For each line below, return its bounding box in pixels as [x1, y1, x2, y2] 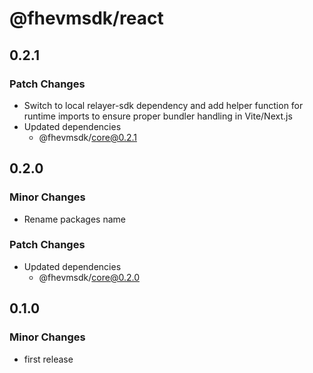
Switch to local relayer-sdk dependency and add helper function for [23, 99, 304, 111]
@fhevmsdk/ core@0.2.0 [38, 271, 140, 283]
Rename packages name [23, 213, 127, 225]
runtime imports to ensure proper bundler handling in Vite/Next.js [23, 110, 293, 122]
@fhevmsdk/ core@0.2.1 [38, 131, 137, 143]
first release [23, 353, 74, 365]
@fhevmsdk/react [9, 7, 164, 30]
